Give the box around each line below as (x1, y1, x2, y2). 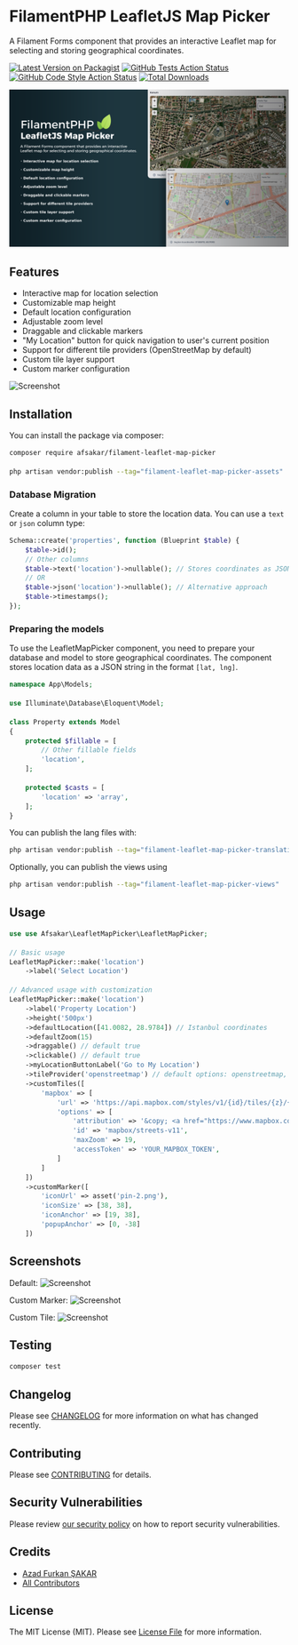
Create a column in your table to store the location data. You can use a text (9, 508, 285, 519)
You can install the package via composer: (9, 430, 164, 441)
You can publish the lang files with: (9, 827, 137, 838)
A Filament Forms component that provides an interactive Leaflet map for (9, 36, 277, 46)
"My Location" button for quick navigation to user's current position (21, 335, 270, 346)
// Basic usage (9, 948, 66, 957)
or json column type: (9, 517, 86, 528)
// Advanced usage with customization (9, 986, 153, 994)
